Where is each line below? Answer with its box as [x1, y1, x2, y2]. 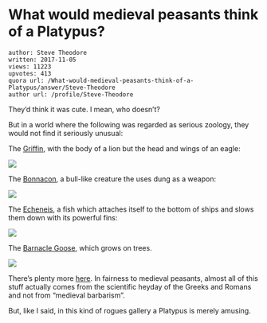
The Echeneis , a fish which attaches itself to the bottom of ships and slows [8, 204, 254, 214]
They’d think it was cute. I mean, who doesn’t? [8, 104, 161, 114]
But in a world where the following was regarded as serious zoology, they [8, 119, 249, 129]
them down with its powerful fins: [8, 212, 118, 222]
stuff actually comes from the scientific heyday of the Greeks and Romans [8, 282, 252, 291]
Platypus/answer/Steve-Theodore [8, 84, 116, 91]
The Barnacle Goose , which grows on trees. [8, 243, 153, 252]
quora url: [8, 76, 45, 84]
